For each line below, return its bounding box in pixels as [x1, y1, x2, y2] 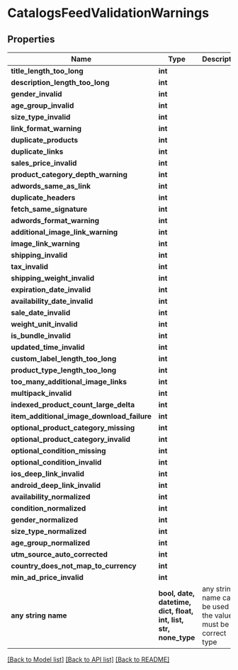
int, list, [158, 615, 184, 625]
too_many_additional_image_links [11, 377, 127, 387]
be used [201, 602, 229, 611]
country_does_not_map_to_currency [11, 561, 137, 571]
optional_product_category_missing [11, 423, 135, 433]
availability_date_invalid [11, 296, 93, 306]
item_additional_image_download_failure [11, 411, 152, 421]
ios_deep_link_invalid [11, 469, 85, 479]
